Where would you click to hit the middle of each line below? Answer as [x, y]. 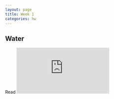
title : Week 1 [20, 14]
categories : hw [21, 19]
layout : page [19, 10]
